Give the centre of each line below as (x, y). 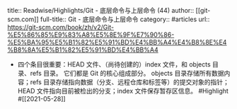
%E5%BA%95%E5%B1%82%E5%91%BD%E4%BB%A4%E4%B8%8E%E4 (117, 42)
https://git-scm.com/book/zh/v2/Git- (61, 27)
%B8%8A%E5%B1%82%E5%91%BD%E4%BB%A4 (83, 50)
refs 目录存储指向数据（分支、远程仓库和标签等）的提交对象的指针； (130, 82)
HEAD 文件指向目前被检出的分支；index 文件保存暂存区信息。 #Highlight (123, 91)
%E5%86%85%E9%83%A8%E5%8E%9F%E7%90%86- (91, 35)
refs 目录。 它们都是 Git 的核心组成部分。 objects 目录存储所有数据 (127, 73)
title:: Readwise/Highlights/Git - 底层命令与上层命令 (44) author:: (101, 10)
